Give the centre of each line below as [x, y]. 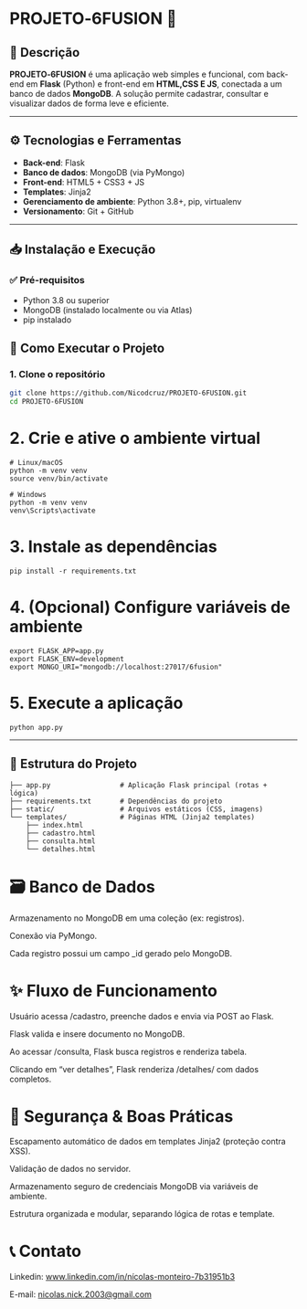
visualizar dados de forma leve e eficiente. [89, 103]
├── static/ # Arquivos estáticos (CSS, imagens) [136, 809]
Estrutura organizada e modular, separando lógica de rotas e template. [143, 1214]
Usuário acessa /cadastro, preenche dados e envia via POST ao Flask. [142, 1017]
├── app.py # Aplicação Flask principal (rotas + [138, 785]
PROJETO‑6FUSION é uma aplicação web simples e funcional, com [137, 74]
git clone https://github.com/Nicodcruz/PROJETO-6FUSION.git [128, 393]
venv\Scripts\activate [53, 511]
